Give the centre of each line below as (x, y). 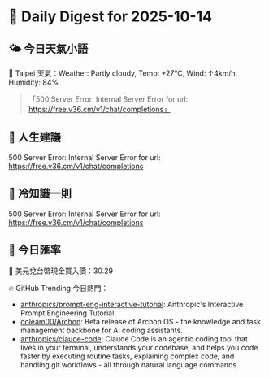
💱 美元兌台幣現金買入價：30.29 (61, 271)
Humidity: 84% (34, 82)
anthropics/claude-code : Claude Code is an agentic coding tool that (134, 339)
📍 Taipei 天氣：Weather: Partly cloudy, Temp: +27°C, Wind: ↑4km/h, (123, 73)
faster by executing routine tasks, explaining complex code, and (127, 356)
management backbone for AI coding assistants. (101, 330)
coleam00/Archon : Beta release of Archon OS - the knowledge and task (141, 322)
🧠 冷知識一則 (40, 194)
